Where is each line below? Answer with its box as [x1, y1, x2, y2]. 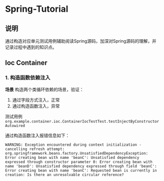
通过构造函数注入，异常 [12, 103, 60, 109]
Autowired [5, 123, 26, 128]
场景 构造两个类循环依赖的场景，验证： [5, 86, 84, 92]
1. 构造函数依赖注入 [5, 75, 51, 81]
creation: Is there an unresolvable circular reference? [5, 172, 124, 177]
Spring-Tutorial [5, 3, 69, 15]
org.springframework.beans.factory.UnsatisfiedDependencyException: [5, 151, 148, 155]
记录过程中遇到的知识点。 [5, 44, 57, 50]
